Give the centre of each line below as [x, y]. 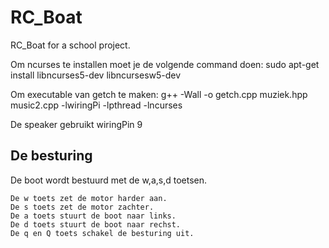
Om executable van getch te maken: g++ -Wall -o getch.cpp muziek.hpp [159, 94]
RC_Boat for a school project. [70, 45]
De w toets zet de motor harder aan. [89, 198]
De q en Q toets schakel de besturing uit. [102, 233]
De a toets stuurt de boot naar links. [93, 216]
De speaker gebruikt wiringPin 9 [76, 124]
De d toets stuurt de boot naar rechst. [96, 224]
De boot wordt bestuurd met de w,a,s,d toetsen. [109, 180]
